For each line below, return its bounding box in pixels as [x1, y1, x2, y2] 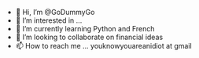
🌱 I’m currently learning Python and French [15, 24, 155, 33]
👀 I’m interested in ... [15, 16, 83, 25]
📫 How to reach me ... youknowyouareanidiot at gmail [15, 42, 192, 50]
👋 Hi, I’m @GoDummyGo [15, 8, 95, 16]
